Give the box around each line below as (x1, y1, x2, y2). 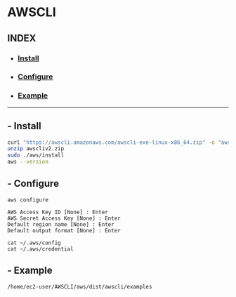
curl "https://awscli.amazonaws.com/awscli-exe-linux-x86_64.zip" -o (7, 138, 216, 146)
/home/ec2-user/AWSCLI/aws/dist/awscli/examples (7, 283, 152, 290)
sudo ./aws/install (7, 152, 65, 159)
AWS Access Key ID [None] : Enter (7, 209, 109, 216)
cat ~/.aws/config (7, 239, 61, 246)
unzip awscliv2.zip (7, 145, 65, 152)
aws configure (7, 196, 49, 204)
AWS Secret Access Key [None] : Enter (7, 215, 121, 222)
